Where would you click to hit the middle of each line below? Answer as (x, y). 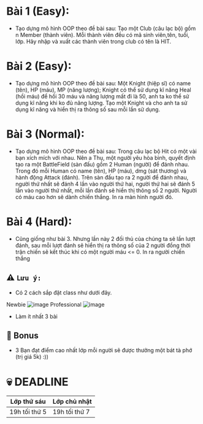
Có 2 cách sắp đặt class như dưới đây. (63, 292)
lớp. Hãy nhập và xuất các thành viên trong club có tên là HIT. (93, 41)
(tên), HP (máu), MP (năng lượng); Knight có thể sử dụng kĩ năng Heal (103, 90)
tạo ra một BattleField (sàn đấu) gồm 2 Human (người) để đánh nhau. (102, 164)
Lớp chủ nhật (72, 402)
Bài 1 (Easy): (38, 11)
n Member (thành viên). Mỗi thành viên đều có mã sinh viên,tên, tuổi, (102, 34)
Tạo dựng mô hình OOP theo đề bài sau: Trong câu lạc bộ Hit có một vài (106, 151)
